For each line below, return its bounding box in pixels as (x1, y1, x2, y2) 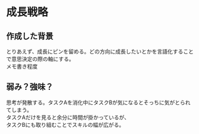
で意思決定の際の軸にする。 (6, 55, 74, 63)
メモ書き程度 (6, 63, 38, 70)
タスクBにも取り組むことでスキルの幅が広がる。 (6, 121, 125, 128)
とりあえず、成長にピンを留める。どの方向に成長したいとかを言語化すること (6, 48, 194, 55)
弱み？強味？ (6, 82, 54, 92)
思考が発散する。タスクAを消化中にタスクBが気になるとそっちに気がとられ (6, 99, 191, 106)
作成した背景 (6, 31, 54, 41)
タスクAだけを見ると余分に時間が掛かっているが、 (6, 114, 130, 121)
